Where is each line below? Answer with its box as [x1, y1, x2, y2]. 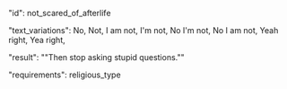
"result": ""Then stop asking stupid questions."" [8, 52, 185, 62]
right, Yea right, [8, 35, 66, 45]
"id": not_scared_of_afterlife [8, 8, 111, 18]
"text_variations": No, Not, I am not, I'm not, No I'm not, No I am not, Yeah [8, 25, 279, 35]
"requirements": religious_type [8, 69, 122, 80]
